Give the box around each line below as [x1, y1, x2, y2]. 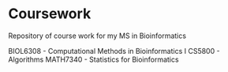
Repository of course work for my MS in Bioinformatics [8, 31, 187, 40]
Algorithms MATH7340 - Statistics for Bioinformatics [8, 55, 179, 64]
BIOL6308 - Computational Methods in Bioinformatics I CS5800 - [8, 46, 220, 55]
